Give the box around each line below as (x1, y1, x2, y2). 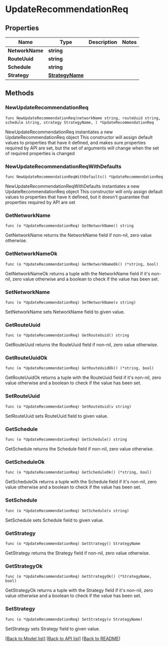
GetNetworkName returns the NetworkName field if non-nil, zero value (5, 232, 152, 238)
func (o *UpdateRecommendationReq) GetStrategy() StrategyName (5, 541, 141, 546)
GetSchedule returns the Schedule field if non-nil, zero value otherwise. (5, 446, 154, 452)
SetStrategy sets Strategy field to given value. (5, 625, 101, 632)
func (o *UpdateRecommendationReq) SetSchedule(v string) (5, 508, 129, 513)
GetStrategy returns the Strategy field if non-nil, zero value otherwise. (5, 550, 150, 556)
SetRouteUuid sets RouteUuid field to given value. (5, 413, 109, 419)
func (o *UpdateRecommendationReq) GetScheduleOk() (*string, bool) (5, 470, 152, 475)
